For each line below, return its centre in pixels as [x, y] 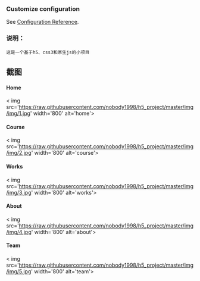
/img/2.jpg [19, 153]
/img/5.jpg [19, 271]
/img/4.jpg [19, 232]
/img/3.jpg [19, 192]
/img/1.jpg [18, 113]
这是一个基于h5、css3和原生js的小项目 [48, 52]
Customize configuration [43, 9]
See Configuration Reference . [43, 22]
